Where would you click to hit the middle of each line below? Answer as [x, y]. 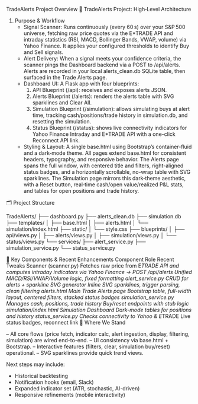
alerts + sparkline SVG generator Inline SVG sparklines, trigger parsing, [93, 284]
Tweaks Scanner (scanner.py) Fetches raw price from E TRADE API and [92, 266]
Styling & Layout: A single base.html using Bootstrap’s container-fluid [108, 147]
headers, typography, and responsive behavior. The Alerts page [101, 159]
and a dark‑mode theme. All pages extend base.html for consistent [105, 153]
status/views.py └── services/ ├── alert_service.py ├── [76, 241]
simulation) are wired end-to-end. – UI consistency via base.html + [87, 340]
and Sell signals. [43, 52]
